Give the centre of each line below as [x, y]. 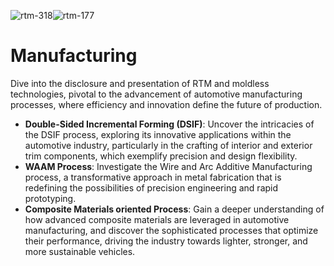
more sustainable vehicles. [80, 251]
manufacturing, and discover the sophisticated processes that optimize [171, 230]
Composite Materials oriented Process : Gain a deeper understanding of [174, 209]
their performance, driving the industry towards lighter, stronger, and [166, 241]
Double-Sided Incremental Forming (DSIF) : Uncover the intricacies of [169, 124]
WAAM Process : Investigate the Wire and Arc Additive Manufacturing [168, 166]
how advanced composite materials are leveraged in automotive [157, 219]
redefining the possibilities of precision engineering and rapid [151, 187]
